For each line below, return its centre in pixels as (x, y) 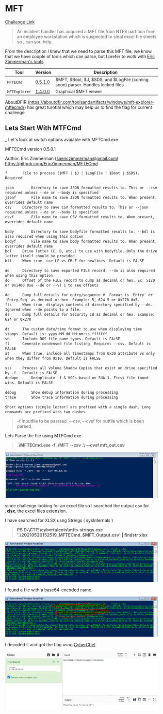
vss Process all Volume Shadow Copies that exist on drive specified (81, 368)
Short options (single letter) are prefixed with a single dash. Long (78, 407)
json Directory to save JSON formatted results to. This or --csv (81, 188)
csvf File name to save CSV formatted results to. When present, (80, 217)
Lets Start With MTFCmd (43, 128)
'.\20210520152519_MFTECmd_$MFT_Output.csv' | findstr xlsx (82, 535)
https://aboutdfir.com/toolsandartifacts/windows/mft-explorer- (91, 102)
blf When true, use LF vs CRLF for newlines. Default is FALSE (75, 261)
